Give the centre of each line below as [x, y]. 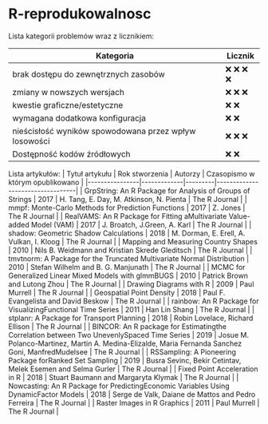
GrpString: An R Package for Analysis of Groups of [167, 190]
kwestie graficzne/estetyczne [68, 105]
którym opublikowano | [46, 182]
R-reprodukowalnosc [80, 14]
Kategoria [114, 55]
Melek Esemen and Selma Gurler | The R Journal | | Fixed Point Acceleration [133, 369]
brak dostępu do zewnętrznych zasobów [89, 74]
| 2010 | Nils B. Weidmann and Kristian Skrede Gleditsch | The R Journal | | [130, 250]
